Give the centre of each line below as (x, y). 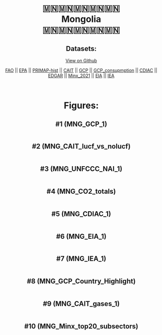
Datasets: (81, 48)
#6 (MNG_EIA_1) (81, 236)
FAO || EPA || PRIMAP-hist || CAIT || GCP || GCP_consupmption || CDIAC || (81, 70)
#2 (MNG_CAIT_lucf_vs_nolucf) (81, 146)
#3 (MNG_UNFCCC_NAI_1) (81, 169)
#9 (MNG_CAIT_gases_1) (81, 304)
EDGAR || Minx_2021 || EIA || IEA (81, 76)
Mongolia (81, 19)
